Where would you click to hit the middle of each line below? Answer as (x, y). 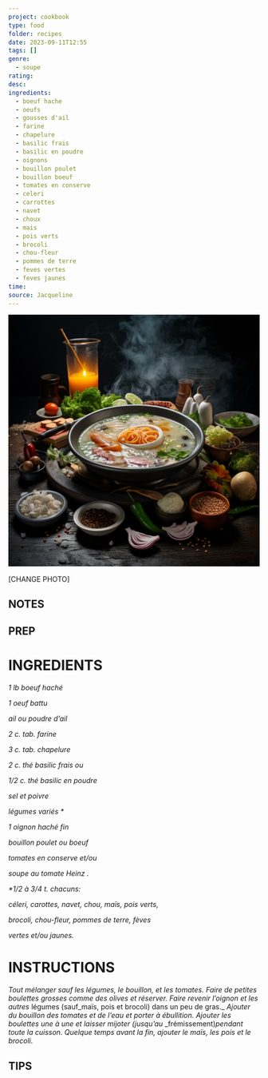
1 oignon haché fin (39, 827)
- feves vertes (41, 270)
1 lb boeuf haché (36, 688)
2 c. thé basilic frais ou (46, 765)
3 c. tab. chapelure (39, 750)
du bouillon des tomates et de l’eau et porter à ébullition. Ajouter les (120, 1016)
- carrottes (35, 203)
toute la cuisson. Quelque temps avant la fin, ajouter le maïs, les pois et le (130, 1032)
